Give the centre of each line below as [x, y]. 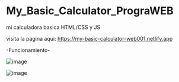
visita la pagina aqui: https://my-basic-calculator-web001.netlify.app [89, 38]
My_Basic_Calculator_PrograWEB [90, 11]
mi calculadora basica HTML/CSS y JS [53, 27]
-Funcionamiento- [28, 50]
